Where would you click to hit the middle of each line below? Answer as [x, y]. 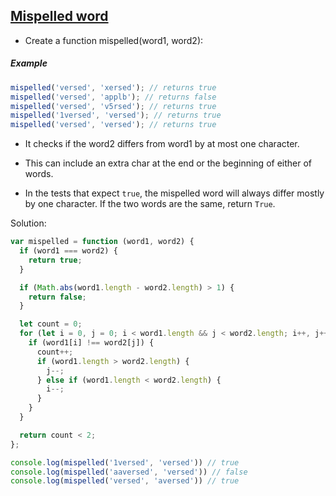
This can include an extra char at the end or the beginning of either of [168, 163]
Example [29, 63]
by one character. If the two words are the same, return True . [150, 204]
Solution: [28, 223]
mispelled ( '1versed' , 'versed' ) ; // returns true [116, 115]
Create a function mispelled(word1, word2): [114, 40]
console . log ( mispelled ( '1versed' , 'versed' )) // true [125, 462]
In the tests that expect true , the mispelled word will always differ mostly [174, 193]
